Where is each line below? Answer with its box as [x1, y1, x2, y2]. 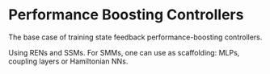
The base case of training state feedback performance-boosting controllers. [8, 32, 263, 42]
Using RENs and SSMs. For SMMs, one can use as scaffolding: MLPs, [8, 47, 240, 57]
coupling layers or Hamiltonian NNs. [8, 56, 129, 66]
